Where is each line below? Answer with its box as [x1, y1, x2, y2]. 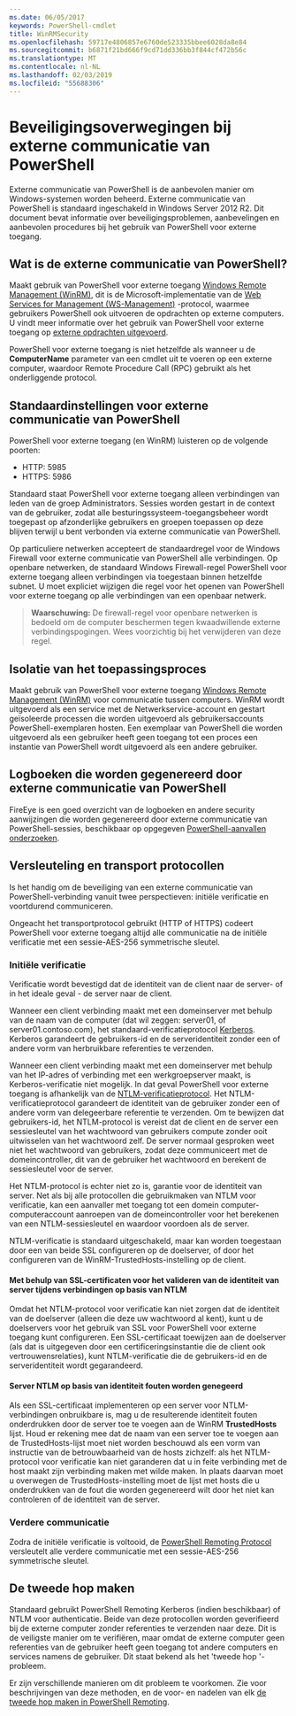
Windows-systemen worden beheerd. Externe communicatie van [9, 193, 246, 204]
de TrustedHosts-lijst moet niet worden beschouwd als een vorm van [9, 1438, 261, 1449]
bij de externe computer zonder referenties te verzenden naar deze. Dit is [9, 1623, 277, 1634]
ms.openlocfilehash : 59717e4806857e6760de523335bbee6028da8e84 [9, 37, 247, 47]
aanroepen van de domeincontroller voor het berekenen [75, 1209, 280, 1219]
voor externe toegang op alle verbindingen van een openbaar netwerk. [9, 591, 267, 601]
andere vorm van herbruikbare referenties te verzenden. [9, 1042, 215, 1054]
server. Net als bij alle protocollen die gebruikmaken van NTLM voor [9, 1190, 256, 1201]
